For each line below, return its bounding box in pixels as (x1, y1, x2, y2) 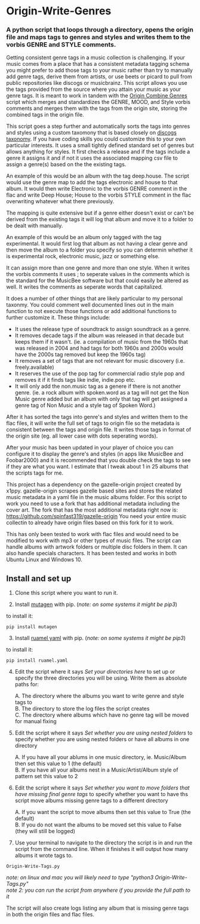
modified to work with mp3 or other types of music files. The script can (6, 537, 181, 544)
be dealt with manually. (6, 222, 63, 230)
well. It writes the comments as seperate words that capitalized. (6, 283, 163, 290)
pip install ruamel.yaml (6, 657, 68, 664)
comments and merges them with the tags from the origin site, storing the (6, 105, 187, 112)
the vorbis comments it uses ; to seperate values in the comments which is (6, 271, 190, 278)
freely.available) (14, 363, 55, 371)
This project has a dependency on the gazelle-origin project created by (6, 481, 181, 488)
